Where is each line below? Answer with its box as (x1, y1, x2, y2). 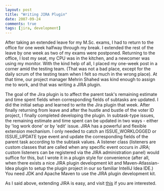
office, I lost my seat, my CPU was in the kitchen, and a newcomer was (5, 55, 150, 61)
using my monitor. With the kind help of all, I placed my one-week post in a (5, 61, 158, 67)
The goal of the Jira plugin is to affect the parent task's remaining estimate (5, 92, 158, 97)
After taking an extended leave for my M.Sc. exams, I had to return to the (5, 39, 154, 45)
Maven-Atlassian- (123, 160, 160, 166)
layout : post (5, 7, 32, 12)
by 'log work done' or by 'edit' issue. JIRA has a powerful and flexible (5, 123, 147, 129)
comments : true (5, 21, 37, 26)
